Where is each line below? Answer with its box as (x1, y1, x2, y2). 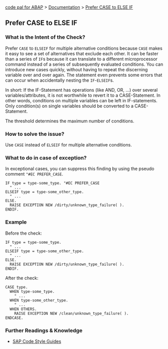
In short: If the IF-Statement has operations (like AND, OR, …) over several (5, 87, 158, 93)
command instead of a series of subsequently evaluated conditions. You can (5, 61, 163, 67)
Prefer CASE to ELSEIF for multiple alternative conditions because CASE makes (5, 45, 163, 51)
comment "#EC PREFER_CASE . (5, 171, 64, 177)
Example (5, 219, 27, 226)
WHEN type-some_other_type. (10, 298, 69, 303)
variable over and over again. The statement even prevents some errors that (5, 72, 162, 78)
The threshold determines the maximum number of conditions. (5, 118, 134, 124)
